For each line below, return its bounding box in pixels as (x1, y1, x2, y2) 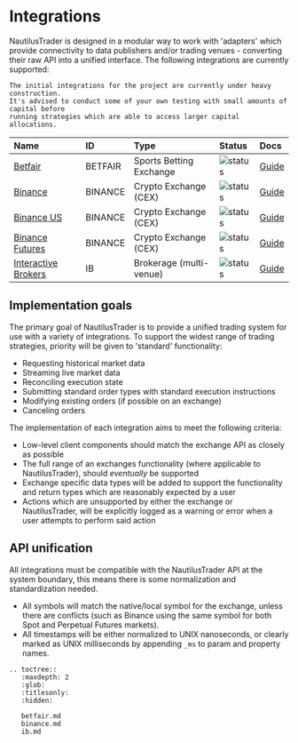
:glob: (20, 680, 46, 690)
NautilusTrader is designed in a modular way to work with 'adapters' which (9, 36, 282, 46)
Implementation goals (9, 298, 133, 313)
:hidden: (20, 696, 53, 705)
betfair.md (20, 711, 62, 721)
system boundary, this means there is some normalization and (9, 573, 237, 584)
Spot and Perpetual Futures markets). (21, 619, 160, 630)
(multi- (178, 256, 210, 268)
